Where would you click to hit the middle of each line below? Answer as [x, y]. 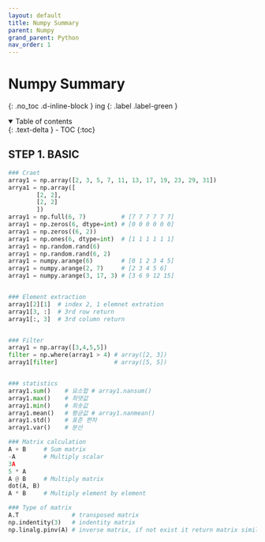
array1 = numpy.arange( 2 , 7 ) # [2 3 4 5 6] [88, 269]
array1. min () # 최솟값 [48, 406]
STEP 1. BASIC [44, 155]
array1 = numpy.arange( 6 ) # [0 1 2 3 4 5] [91, 261]
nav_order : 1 [30, 45]
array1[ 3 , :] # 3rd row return [61, 312]
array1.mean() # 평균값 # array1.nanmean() [82, 413]
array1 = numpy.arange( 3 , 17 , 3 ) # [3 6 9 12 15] [91, 276]
